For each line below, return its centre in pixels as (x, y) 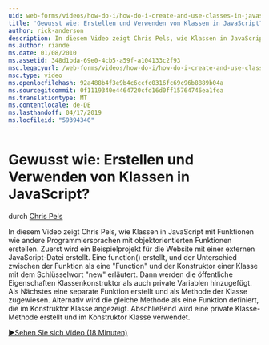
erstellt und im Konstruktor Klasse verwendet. (115, 317)
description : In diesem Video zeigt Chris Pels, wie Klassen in (118, 38)
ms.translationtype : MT (48, 98)
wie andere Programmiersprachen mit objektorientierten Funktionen (120, 240)
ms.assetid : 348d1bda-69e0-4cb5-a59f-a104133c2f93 (94, 61)
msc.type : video (35, 75)
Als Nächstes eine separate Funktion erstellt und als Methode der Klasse (128, 291)
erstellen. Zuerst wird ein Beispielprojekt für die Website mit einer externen (132, 249)
